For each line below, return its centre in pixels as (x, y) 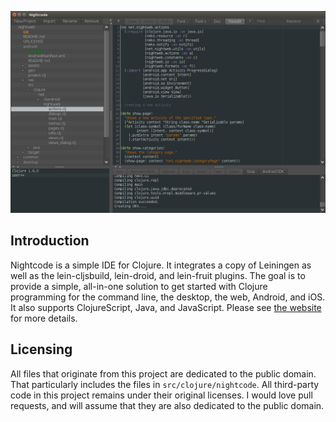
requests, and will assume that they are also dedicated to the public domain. (167, 405)
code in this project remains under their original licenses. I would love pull (161, 395)
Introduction (50, 241)
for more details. (44, 318)
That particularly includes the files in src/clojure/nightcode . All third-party (165, 384)
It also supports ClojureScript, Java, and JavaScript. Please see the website (166, 307)
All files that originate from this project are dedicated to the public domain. (163, 373)
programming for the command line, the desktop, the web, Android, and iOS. (168, 297)
